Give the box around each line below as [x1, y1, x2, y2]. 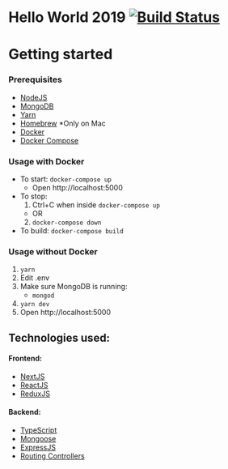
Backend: [8, 407, 41, 417]
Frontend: [8, 353, 43, 364]
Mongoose [19, 434, 57, 444]
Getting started [8, 45, 113, 64]
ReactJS [19, 380, 49, 390]
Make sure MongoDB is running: [19, 282, 128, 292]
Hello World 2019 [8, 8, 126, 27]
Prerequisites [8, 74, 62, 85]
